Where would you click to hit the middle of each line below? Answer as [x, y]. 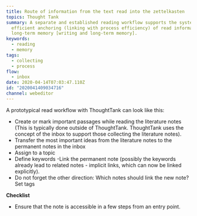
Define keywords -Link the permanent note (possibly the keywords [95, 158]
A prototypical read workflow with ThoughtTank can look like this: [85, 110]
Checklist [18, 195]
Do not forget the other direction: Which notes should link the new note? [102, 177]
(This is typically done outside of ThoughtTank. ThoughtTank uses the [99, 127]
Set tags [25, 184]
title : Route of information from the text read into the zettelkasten [95, 11]
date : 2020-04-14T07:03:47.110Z [45, 83]
